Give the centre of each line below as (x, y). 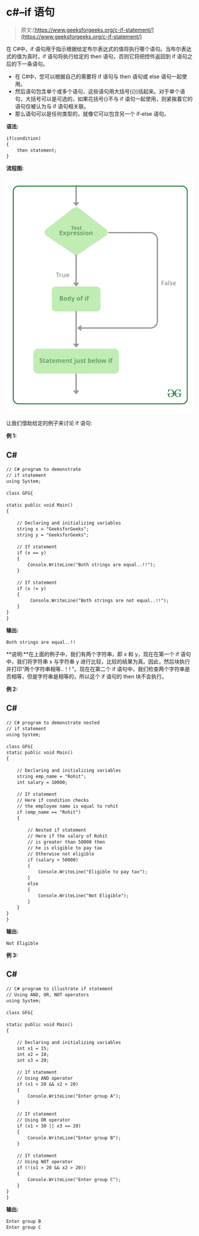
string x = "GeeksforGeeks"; (53, 529)
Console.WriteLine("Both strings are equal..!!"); (92, 565)
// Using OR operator (43, 1120)
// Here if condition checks (53, 800)
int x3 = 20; (33, 1060)
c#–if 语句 (31, 12)
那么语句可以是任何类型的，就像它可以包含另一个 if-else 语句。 (92, 113)
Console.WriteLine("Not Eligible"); (83, 896)
